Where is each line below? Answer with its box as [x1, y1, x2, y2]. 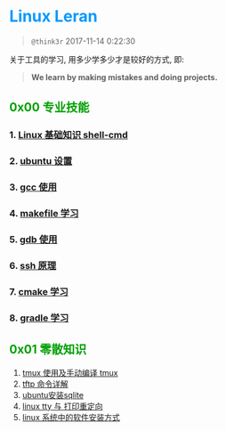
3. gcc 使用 [9, 181, 58, 193]
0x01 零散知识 [9, 342, 87, 357]
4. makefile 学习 [9, 207, 79, 220]
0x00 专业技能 [9, 100, 90, 115]
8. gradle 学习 [9, 312, 69, 324]
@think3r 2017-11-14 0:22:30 [30, 36, 136, 46]
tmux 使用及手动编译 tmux [21, 367, 118, 378]
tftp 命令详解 [21, 378, 69, 389]
